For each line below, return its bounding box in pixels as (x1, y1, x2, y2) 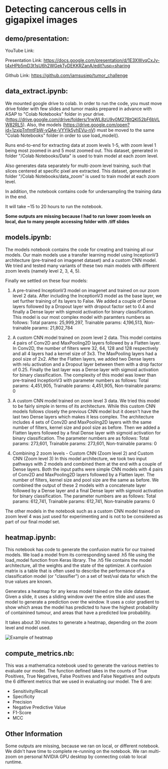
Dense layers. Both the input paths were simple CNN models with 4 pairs (12, 466, 163, 472)
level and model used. (5, 625, 51, 631)
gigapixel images (5, 14, 78, 26)
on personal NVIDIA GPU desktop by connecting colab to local (18, 753, 147, 760)
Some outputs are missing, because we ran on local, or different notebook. (5, 743, 159, 749)
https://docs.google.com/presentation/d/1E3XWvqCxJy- (43, 57, 160, 63)
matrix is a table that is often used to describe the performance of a (5, 568, 145, 574)
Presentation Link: (5, 57, 43, 63)
